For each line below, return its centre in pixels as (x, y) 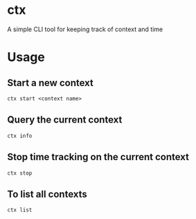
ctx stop (20, 173)
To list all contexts (47, 194)
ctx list (20, 210)
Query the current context (65, 120)
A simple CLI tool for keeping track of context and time (85, 29)
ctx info (20, 136)
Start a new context (50, 83)
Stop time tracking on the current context (98, 157)
